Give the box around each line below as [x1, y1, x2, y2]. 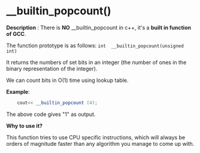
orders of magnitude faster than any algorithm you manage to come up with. [6, 140, 195, 147]
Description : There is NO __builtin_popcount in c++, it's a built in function [6, 24, 192, 31]
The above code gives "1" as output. [6, 111, 96, 118]
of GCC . [6, 30, 26, 37]
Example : [6, 88, 30, 95]
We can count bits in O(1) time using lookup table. [6, 76, 129, 84]
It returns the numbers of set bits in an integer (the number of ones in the [6, 59, 187, 66]
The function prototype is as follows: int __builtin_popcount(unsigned [6, 42, 184, 49]
